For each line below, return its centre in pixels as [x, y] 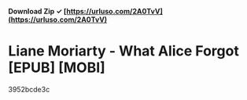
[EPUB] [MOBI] [57, 68]
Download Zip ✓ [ [37, 11]
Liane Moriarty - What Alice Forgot [124, 51]
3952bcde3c [29, 89]
